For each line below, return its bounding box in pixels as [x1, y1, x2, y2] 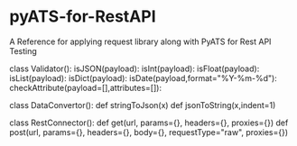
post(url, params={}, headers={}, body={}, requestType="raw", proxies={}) [9, 126, 289, 137]
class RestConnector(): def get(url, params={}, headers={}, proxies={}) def [9, 117, 289, 128]
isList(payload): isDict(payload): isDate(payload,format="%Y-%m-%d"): [9, 72, 277, 83]
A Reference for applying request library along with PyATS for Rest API [9, 36, 272, 47]
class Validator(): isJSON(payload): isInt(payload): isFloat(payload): [9, 63, 260, 74]
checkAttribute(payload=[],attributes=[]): [9, 82, 162, 93]
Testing [9, 45, 38, 56]
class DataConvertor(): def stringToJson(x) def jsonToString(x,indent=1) [9, 99, 276, 110]
